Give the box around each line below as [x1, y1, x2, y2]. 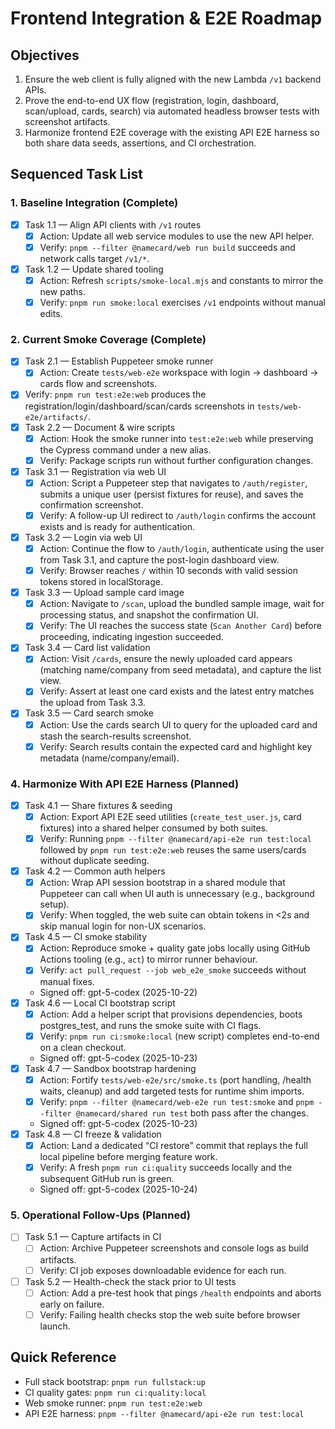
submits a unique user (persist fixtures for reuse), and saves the [39, 488, 304, 500]
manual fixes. [39, 975, 95, 987]
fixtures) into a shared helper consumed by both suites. [39, 822, 269, 834]
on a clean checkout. [39, 1041, 127, 1053]
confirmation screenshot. [39, 498, 144, 511]
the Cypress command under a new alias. [39, 443, 212, 456]
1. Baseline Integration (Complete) [10, 196, 179, 210]
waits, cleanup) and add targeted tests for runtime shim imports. [39, 1085, 305, 1097]
